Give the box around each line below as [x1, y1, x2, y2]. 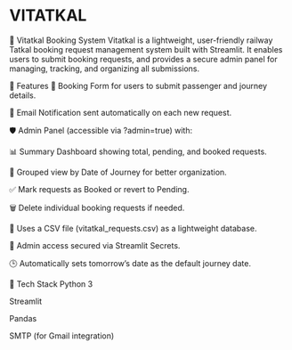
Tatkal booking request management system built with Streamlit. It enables [9, 44, 283, 54]
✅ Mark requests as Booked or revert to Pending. [9, 183, 190, 194]
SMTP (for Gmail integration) [9, 330, 115, 341]
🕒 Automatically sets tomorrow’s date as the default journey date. [9, 257, 252, 268]
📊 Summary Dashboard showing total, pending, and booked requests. [9, 146, 267, 157]
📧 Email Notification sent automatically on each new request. [9, 107, 232, 118]
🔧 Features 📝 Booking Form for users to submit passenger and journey [9, 80, 268, 91]
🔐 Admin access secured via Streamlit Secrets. [9, 240, 181, 250]
